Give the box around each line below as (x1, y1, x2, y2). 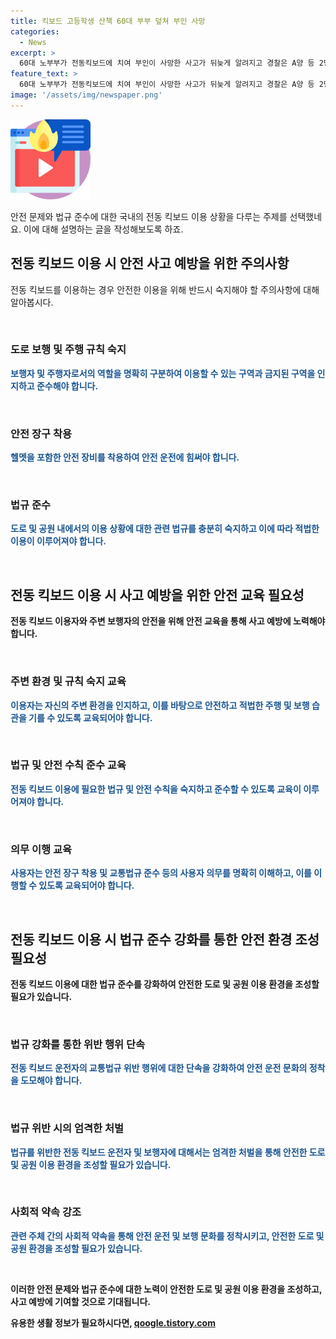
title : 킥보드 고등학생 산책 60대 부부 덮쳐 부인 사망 (10, 16, 206, 26)
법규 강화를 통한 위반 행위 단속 (10, 1037, 146, 1051)
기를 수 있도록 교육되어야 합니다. (28, 711, 153, 724)
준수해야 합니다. (36, 380, 99, 392)
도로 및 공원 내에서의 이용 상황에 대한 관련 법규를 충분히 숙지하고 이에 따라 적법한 (10, 523, 320, 535)
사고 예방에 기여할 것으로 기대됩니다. (10, 1295, 152, 1307)
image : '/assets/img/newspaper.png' (10, 90, 163, 100)
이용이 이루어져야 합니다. (10, 535, 107, 547)
